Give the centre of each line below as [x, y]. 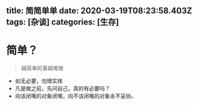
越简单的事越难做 [42, 68]
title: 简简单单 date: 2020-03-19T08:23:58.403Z [99, 11]
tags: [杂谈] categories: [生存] [63, 22]
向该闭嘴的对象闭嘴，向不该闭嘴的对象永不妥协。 [76, 96]
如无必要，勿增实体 [39, 81]
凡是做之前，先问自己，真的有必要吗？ [62, 89]
